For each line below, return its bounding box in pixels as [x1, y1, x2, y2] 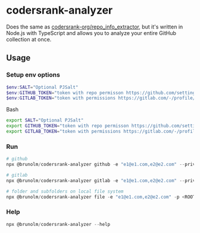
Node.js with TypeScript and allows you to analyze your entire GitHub [6, 29, 177, 36]
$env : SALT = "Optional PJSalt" [6, 84, 79, 90]
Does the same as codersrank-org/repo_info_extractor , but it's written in [6, 23, 183, 30]
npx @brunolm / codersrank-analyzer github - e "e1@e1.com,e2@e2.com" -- [6, 161, 185, 168]
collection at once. [6, 36, 52, 43]
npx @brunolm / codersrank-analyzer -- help [6, 221, 111, 227]
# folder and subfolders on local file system [6, 188, 124, 194]
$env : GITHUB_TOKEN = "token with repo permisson [6, 90, 124, 95]
